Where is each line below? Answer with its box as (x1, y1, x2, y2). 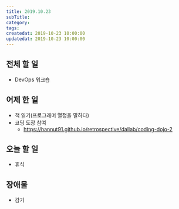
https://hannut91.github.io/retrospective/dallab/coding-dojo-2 (23, 125, 173, 132)
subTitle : (6, 14, 31, 20)
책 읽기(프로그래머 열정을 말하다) (14, 111, 90, 118)
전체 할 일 (6, 59, 39, 69)
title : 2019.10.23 (6, 8, 51, 15)
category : (6, 19, 31, 25)
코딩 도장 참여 (14, 119, 46, 126)
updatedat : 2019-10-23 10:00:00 (6, 36, 85, 42)
